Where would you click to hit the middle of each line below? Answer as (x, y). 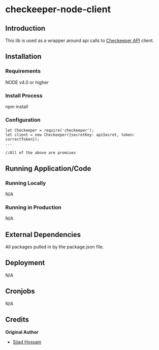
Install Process (24, 96)
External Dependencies (43, 234)
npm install (17, 106)
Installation (23, 56)
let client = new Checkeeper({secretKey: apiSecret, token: (70, 135)
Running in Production (34, 207)
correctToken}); (22, 139)
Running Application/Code (48, 168)
